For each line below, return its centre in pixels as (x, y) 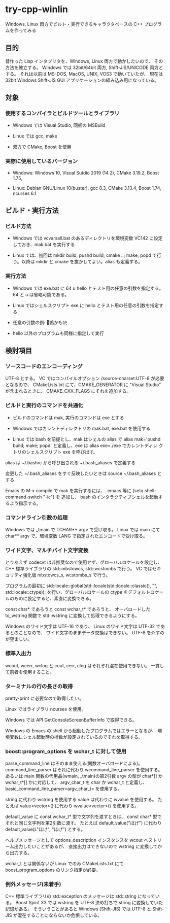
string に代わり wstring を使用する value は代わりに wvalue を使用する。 (81, 800)
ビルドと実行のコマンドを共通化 (44, 405)
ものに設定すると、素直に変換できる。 (54, 599)
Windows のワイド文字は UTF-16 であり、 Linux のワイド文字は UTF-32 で (83, 626)
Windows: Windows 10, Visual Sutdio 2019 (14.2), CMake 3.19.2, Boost (86, 173)
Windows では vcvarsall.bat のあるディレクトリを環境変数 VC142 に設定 (88, 238)
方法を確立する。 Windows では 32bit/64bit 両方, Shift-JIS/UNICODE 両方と (84, 67)
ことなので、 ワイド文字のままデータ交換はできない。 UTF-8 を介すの (92, 633)
